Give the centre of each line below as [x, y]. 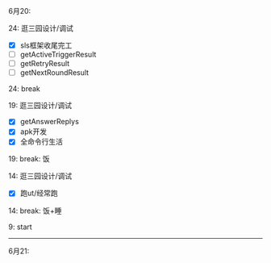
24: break [24, 89]
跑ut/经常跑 [39, 193]
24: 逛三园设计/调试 [41, 28]
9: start [20, 227]
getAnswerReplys [49, 122]
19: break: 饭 [29, 159]
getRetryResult [45, 64]
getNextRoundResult [54, 73]
